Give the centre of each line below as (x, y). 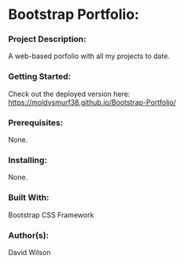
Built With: (29, 198)
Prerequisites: (36, 122)
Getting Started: (40, 76)
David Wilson (29, 252)
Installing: (28, 160)
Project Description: (47, 39)
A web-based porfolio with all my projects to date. (89, 56)
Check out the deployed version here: (69, 94)
